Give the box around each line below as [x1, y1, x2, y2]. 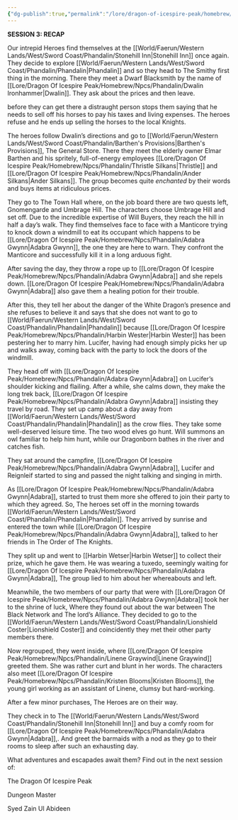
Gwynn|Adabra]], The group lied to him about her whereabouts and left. [7, 573, 217, 582]
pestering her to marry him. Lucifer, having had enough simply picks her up [7, 338, 227, 347]
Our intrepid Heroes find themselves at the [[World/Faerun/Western [7, 43, 204, 52]
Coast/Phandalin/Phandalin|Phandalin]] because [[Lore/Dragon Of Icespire [7, 323, 225, 332]
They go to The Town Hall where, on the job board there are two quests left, [7, 198, 229, 206]
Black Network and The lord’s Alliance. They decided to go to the [7, 610, 197, 619]
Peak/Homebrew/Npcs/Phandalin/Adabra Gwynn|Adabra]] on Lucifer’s [7, 374, 214, 383]
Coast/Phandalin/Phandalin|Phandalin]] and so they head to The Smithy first [7, 66, 229, 74]
